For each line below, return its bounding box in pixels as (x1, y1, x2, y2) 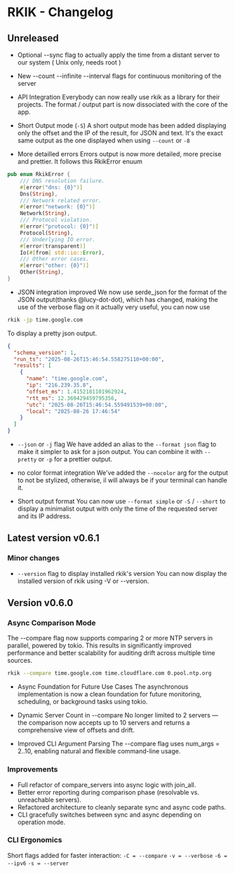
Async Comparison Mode (7, 618, 96, 628)
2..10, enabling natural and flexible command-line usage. (17, 747, 181, 755)
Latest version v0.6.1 (7, 532, 100, 544)
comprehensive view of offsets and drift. (17, 726, 135, 734)
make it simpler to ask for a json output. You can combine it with (17, 448, 203, 456)
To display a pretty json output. (7, 329, 97, 337)
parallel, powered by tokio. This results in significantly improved (7, 641, 192, 650)
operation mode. (17, 818, 66, 826)
